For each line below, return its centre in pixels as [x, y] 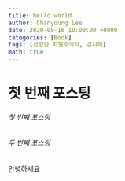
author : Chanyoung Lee [45, 23]
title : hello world [40, 15]
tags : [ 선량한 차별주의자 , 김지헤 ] [57, 45]
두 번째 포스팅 [29, 143]
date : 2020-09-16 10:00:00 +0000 [63, 30]
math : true [26, 52]
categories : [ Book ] [40, 37]
